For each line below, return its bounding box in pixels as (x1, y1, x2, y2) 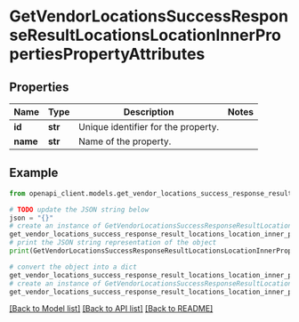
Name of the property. (78, 135, 172, 148)
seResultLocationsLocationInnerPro (9, 25, 282, 45)
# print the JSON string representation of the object (9, 238, 217, 247)
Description (123, 106, 174, 117)
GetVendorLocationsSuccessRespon (9, 6, 289, 27)
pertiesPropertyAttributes (9, 44, 206, 64)
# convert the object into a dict (9, 262, 138, 271)
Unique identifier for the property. (78, 121, 220, 133)
